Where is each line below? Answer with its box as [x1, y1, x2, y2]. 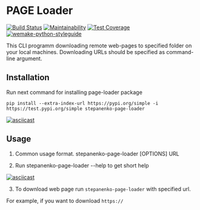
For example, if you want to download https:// [6, 197, 124, 204]
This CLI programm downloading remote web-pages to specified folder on [6, 42, 192, 49]
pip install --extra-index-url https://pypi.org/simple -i [6, 100, 159, 106]
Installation [6, 72, 50, 83]
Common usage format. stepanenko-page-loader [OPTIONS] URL [15, 150, 180, 157]
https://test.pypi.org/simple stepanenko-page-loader [6, 106, 145, 112]
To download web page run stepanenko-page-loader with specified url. [15, 185, 191, 192]
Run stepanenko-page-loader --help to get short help [15, 161, 149, 169]
